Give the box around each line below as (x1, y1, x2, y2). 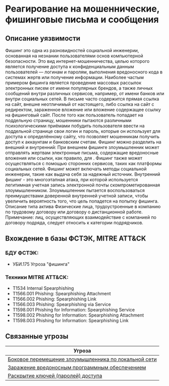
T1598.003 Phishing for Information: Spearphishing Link (12, 317, 129, 323)
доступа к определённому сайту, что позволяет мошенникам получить (5, 134, 160, 139)
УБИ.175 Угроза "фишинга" (12, 261, 70, 267)
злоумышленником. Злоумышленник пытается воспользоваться (5, 187, 145, 193)
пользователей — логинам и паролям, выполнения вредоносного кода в (5, 69, 163, 75)
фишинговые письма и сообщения (5, 14, 159, 25)
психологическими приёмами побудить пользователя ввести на (5, 123, 145, 129)
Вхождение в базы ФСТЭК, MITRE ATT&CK (5, 234, 146, 243)
